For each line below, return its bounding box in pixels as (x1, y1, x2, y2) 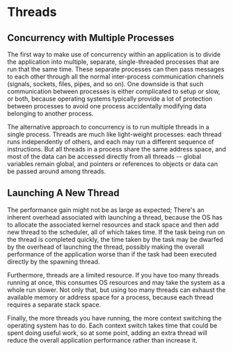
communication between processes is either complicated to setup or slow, (7, 88, 220, 95)
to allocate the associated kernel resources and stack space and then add (7, 220, 219, 229)
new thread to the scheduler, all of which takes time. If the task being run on (7, 227, 225, 236)
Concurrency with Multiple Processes (7, 32, 175, 44)
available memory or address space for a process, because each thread (7, 293, 214, 301)
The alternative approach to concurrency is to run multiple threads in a (7, 123, 210, 131)
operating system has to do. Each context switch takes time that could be (7, 321, 218, 329)
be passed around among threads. (7, 168, 106, 175)
